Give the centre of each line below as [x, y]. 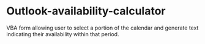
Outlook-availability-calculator [86, 11]
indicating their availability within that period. [63, 34]
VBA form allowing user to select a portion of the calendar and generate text [102, 28]
